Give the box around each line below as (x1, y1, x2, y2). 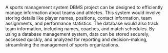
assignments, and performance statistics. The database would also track (5, 20, 159, 26)
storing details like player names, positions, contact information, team (5, 15, 152, 21)
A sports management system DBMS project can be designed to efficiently (5, 5, 163, 10)
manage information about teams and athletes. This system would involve (5, 10, 161, 16)
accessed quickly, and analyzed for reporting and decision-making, (5, 36, 148, 42)
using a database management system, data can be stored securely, (5, 31, 150, 37)
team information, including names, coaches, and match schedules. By (5, 26, 155, 32)
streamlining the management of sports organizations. (5, 42, 120, 47)
